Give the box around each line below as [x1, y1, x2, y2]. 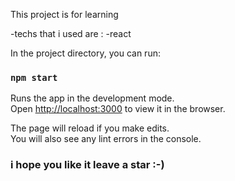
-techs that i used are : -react [10, 28, 132, 39]
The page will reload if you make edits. [10, 122, 170, 134]
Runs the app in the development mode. [10, 92, 175, 104]
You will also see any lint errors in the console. [10, 133, 202, 145]
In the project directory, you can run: [10, 47, 161, 59]
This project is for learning [10, 9, 119, 20]
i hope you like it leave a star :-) [10, 158, 165, 172]
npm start [10, 72, 58, 83]
